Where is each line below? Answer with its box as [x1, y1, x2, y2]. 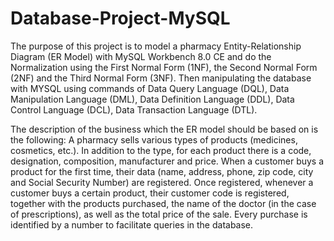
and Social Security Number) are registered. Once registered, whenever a [10, 176, 314, 188]
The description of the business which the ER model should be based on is [10, 123, 319, 135]
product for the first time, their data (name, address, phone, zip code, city [10, 165, 314, 177]
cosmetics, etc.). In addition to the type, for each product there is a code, [10, 144, 312, 156]
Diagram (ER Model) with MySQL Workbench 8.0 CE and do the [10, 50, 272, 62]
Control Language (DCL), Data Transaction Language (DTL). [10, 103, 258, 116]
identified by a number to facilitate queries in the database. [10, 218, 254, 231]
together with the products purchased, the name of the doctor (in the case [10, 197, 317, 209]
